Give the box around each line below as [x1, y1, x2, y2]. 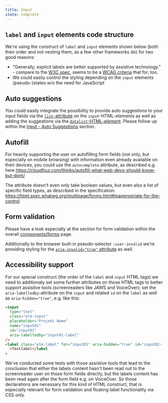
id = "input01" [9, 328, 37, 333]
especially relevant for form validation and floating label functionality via [5, 387, 154, 393]
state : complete [5, 12, 39, 17]
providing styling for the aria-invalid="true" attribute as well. [5, 246, 133, 252]
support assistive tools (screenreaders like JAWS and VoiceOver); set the [5, 284, 156, 290]
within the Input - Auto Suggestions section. [5, 123, 96, 130]
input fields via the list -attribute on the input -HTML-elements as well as [5, 113, 156, 119]
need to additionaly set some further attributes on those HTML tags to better [5, 279, 163, 285]
